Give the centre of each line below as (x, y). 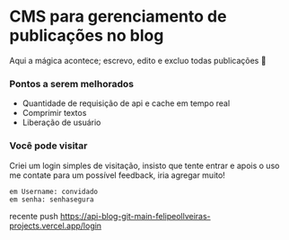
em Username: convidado (54, 191)
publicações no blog (87, 36)
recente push (34, 216)
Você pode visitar (48, 146)
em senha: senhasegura (52, 200)
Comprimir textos (54, 113)
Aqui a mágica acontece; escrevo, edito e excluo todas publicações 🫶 (138, 60)
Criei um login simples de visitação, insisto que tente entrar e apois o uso (144, 165)
